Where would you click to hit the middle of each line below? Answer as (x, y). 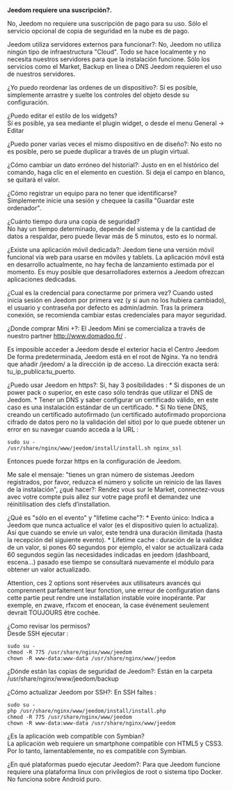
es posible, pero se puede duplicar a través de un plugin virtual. (98, 151)
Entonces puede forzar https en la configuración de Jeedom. (95, 461)
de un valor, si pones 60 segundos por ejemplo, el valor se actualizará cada (115, 547)
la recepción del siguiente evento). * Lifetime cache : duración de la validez (115, 540)
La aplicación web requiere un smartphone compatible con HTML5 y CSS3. (115, 743)
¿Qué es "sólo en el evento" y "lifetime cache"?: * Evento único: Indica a (111, 518)
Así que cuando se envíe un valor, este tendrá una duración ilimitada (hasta (115, 532)
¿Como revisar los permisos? (49, 626)
